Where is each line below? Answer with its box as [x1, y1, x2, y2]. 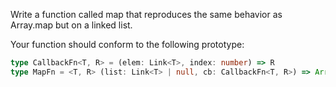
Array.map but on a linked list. [10, 19, 133, 31]
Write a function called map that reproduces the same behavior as [10, 9, 283, 20]
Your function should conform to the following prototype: [10, 39, 245, 50]
